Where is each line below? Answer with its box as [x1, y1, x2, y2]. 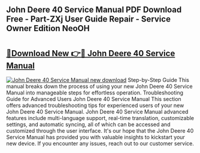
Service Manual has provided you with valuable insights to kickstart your [6, 134, 186, 140]
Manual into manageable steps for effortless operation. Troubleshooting [6, 89, 184, 96]
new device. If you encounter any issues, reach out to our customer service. [6, 140, 195, 147]
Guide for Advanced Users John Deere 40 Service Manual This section [6, 96, 181, 102]
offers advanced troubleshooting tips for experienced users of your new [6, 102, 184, 109]
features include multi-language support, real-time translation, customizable [6, 115, 195, 121]
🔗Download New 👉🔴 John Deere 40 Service [6, 48, 175, 59]
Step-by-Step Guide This [128, 76, 190, 83]
